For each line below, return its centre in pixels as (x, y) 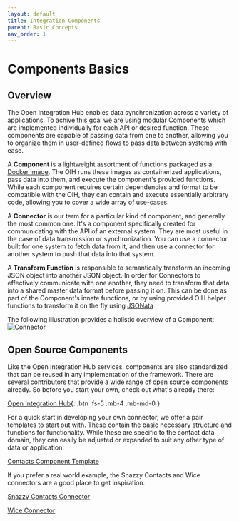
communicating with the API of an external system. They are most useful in (118, 231)
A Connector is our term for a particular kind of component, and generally (116, 216)
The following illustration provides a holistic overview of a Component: (111, 320)
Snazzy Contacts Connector (49, 497)
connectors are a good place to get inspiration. (76, 483)
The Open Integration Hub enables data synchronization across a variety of (118, 113)
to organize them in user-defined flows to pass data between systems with (117, 143)
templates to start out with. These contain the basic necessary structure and (119, 425)
